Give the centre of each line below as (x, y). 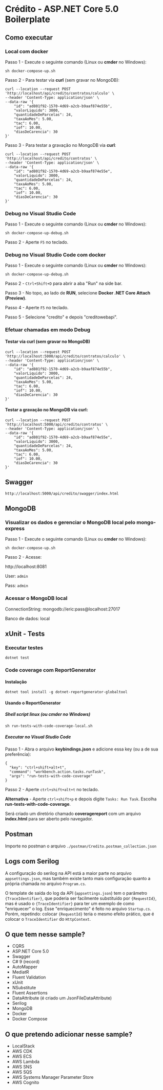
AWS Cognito (26, 1083)
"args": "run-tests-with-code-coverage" (51, 776)
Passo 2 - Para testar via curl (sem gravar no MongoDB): (62, 80)
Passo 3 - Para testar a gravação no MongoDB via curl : (61, 145)
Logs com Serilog (32, 861)
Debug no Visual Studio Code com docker (55, 255)
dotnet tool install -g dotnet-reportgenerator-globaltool (66, 692)
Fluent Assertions (30, 993)
